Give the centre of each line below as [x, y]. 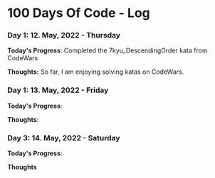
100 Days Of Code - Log [79, 13]
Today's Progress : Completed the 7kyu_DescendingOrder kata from [107, 50]
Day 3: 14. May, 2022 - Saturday [64, 138]
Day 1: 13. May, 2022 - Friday [58, 90]
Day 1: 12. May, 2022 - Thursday [64, 35]
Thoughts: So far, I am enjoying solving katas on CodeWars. [96, 72]
